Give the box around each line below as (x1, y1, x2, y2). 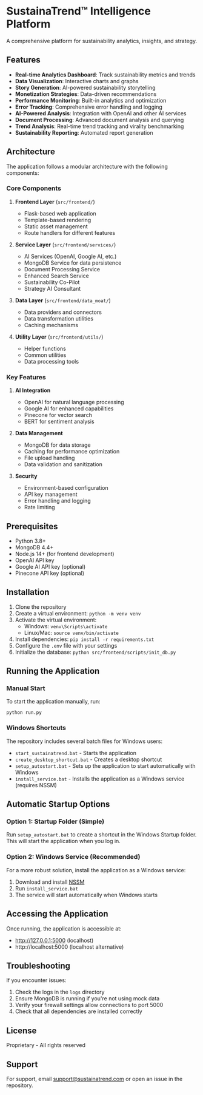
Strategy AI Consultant (24, 285, 81, 292)
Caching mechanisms (24, 321, 79, 328)
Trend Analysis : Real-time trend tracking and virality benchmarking (15, 123, 184, 130)
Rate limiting (24, 504, 56, 511)
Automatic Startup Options (6, 799, 110, 810)
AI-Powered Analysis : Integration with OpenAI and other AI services (15, 109, 187, 117)
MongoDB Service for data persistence (24, 259, 122, 266)
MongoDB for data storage (24, 441, 91, 449)
